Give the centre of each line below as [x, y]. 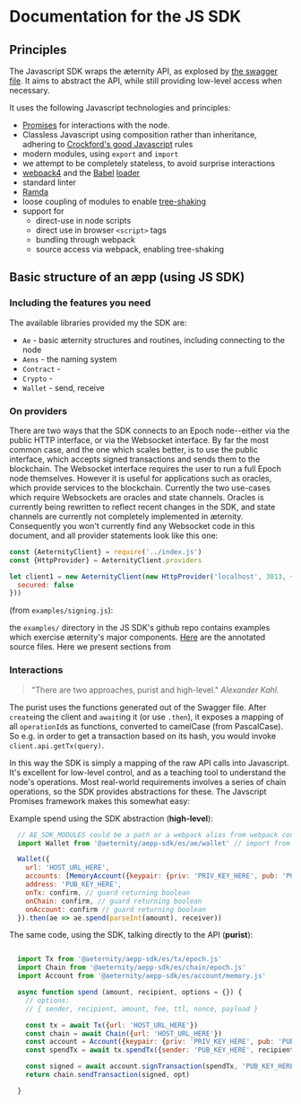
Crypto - [38, 378]
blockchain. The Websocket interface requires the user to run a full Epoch [146, 468]
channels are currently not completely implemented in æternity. [126, 516]
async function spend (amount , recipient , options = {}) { [130, 993]
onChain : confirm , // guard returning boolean [114, 901]
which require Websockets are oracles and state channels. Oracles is [137, 497]
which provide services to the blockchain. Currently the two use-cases [140, 488]
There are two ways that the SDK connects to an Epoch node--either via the [150, 430]
